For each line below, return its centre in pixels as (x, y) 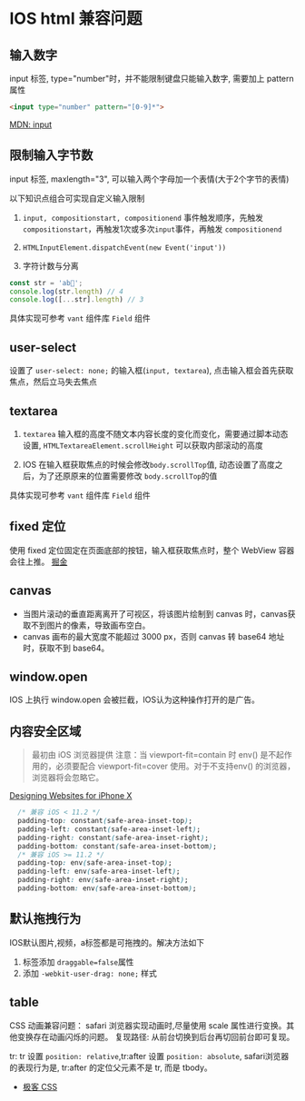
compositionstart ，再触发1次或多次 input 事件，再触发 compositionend (152, 229)
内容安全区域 (45, 731)
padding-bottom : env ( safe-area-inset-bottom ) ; (107, 888)
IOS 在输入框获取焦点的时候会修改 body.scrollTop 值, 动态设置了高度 (148, 464)
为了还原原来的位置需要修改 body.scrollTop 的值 (128, 476)
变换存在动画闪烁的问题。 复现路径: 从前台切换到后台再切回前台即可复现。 (156, 1037)
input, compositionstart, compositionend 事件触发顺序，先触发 (143, 217)
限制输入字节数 (51, 155)
